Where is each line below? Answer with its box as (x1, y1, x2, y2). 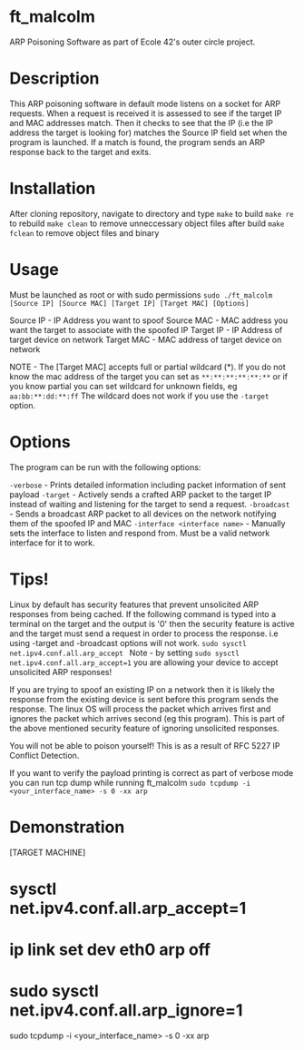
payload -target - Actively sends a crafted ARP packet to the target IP (9, 488, 272, 500)
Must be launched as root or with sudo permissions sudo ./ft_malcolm (9, 289, 273, 300)
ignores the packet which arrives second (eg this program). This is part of (9, 712, 286, 723)
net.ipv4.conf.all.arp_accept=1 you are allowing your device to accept (9, 656, 279, 668)
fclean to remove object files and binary (9, 227, 160, 238)
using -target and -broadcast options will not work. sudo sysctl (9, 637, 247, 648)
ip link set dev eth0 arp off (9, 939, 211, 959)
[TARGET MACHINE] (9, 847, 86, 858)
